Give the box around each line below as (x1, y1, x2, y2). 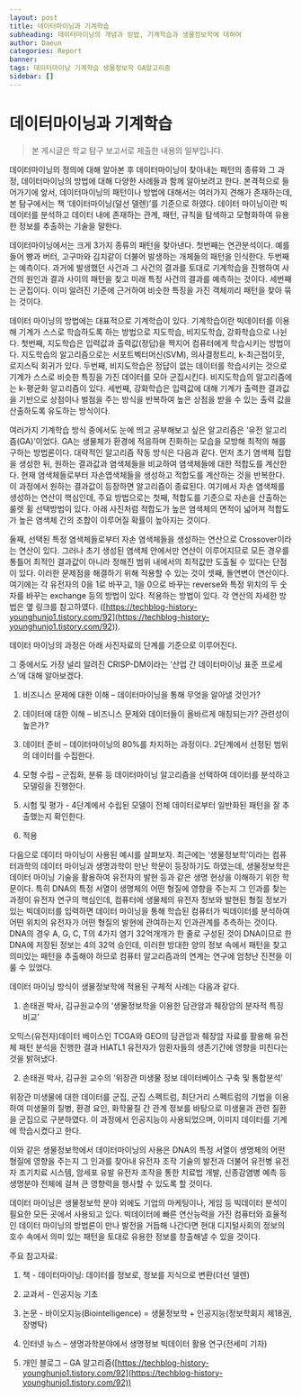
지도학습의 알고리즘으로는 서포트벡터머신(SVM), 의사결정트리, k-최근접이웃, (21, 349, 286, 360)
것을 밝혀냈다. (9, 1053, 58, 1064)
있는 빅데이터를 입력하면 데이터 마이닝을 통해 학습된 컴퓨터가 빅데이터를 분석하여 (9, 905, 290, 916)
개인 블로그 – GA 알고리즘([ (22, 1357, 119, 1368)
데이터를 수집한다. (31, 750, 95, 761)
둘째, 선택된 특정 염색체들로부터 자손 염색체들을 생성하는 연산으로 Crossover (9, 534, 278, 544)
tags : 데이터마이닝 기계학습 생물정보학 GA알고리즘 (9, 64, 171, 73)
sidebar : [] (9, 72, 54, 81)
